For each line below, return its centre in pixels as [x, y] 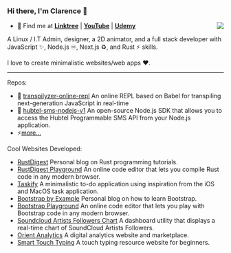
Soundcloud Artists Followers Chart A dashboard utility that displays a [116, 221]
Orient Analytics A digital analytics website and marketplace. [103, 235]
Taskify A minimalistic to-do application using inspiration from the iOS [116, 184]
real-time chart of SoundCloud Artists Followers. [86, 228]
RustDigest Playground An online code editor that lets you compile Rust [118, 169]
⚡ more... [29, 133]
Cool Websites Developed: [45, 149]
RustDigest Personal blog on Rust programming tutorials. [98, 162]
